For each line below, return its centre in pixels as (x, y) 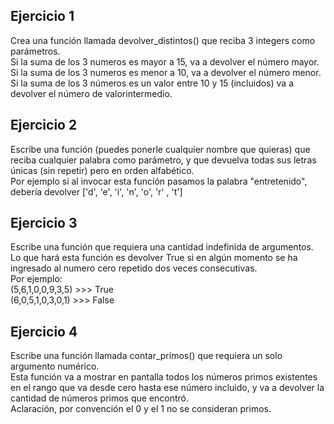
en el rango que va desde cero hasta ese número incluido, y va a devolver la (167, 388)
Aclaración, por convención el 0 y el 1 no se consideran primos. (141, 409)
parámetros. (35, 51)
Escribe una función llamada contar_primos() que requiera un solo (146, 356)
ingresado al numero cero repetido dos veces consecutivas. (134, 268)
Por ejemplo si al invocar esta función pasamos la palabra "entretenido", (159, 181)
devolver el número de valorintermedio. (91, 93)
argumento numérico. (55, 366)
